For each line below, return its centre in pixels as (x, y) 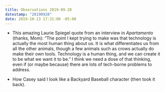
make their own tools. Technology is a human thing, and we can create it (86, 54)
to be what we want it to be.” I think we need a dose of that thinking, (82, 59)
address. (21, 70)
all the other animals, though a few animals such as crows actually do (83, 49)
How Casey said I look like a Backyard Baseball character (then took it (83, 79)
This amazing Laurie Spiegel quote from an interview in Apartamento (83, 33)
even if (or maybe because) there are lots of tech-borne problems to (82, 64)
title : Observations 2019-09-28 (38, 10)
